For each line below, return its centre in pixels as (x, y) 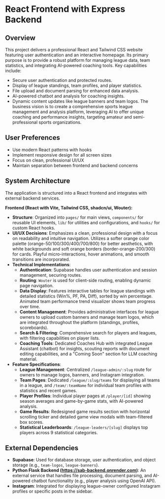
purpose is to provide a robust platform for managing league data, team (78, 60)
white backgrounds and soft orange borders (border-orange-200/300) (84, 249)
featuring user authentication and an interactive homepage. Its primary (77, 55)
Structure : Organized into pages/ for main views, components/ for (78, 217)
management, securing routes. (51, 275)
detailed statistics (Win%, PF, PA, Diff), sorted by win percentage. (86, 296)
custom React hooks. (34, 228)
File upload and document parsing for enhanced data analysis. (76, 91)
